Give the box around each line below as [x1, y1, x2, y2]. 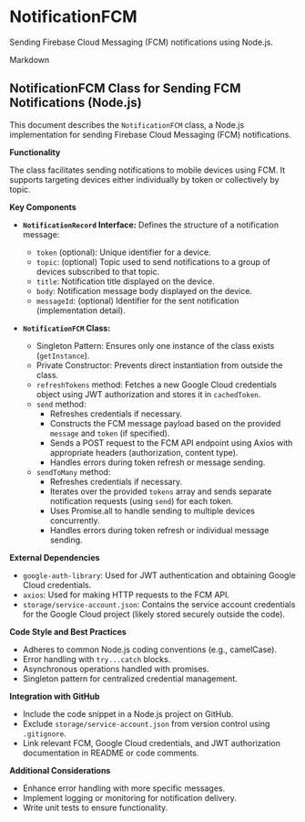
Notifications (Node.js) [9, 95, 143, 111]
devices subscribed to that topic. [36, 266, 160, 277]
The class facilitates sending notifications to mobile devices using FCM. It [9, 164, 286, 175]
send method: [36, 398, 86, 409]
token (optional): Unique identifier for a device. [36, 247, 211, 258]
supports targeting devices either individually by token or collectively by [9, 174, 280, 184]
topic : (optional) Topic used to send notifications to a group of [36, 256, 271, 267]
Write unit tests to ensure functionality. [22, 802, 168, 813]
